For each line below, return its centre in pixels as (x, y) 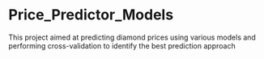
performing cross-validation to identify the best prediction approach (122, 45)
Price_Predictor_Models (91, 15)
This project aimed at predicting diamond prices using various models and (132, 37)
